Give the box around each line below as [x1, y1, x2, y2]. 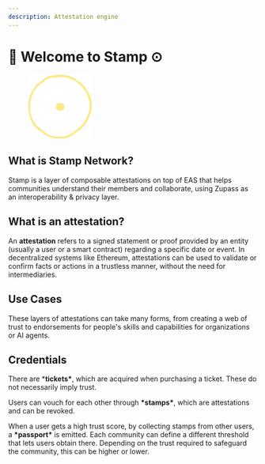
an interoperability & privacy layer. [8, 192, 119, 202]
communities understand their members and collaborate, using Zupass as [8, 183, 249, 193]
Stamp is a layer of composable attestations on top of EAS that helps [8, 175, 232, 185]
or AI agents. [8, 330, 50, 340]
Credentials [8, 353, 67, 367]
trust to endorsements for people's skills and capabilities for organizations [8, 322, 250, 331]
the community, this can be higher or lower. [8, 447, 150, 456]
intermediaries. [8, 270, 58, 279]
